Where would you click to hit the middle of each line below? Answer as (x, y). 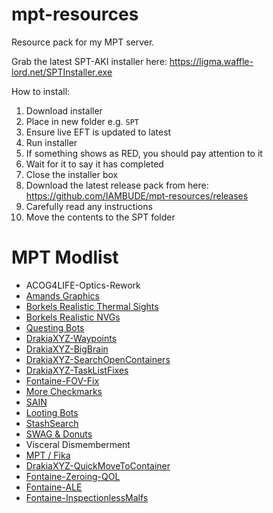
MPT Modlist (65, 257)
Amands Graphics (62, 295)
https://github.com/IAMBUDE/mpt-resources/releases (137, 195)
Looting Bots (52, 412)
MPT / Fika (48, 455)
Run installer (51, 142)
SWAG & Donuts (59, 434)
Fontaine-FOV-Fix (62, 380)
